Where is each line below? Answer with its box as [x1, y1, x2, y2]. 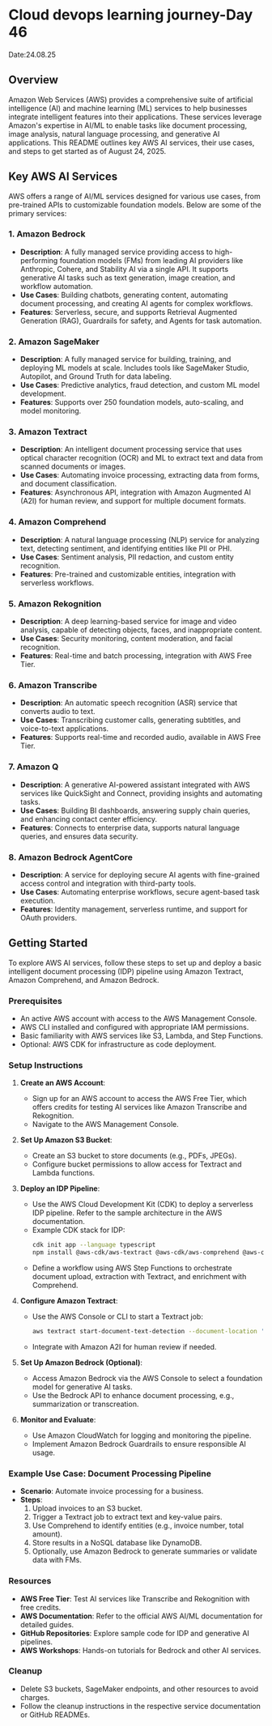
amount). [32, 1529, 63, 1539]
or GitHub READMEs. [19, 1710, 91, 1720]
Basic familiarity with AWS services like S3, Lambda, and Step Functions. [19, 1031, 263, 1041]
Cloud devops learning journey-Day [8, 6, 253, 24]
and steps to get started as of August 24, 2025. [8, 146, 167, 155]
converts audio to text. [19, 707, 96, 716]
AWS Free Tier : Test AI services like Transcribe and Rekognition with [19, 1593, 250, 1604]
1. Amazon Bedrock [8, 228, 86, 240]
